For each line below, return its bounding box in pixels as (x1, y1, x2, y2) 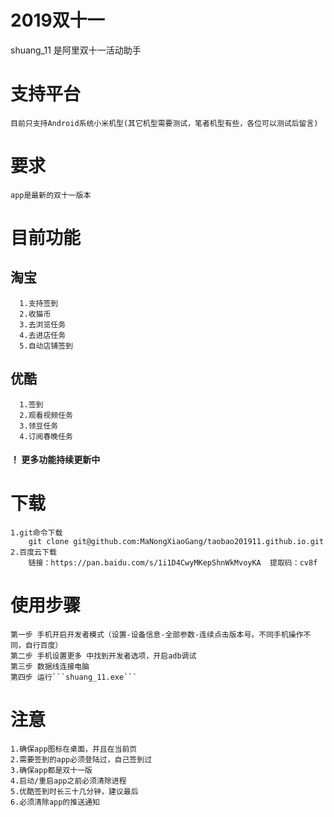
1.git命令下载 (10, 528, 63, 538)
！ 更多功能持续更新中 (10, 454, 101, 466)
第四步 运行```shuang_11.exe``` (10, 672, 138, 683)
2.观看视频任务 (19, 410, 73, 420)
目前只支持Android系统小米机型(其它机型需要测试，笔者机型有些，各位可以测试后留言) (10, 118, 319, 128)
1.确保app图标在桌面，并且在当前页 (10, 744, 138, 755)
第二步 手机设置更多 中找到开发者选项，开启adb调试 (10, 651, 197, 661)
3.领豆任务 (19, 421, 59, 431)
